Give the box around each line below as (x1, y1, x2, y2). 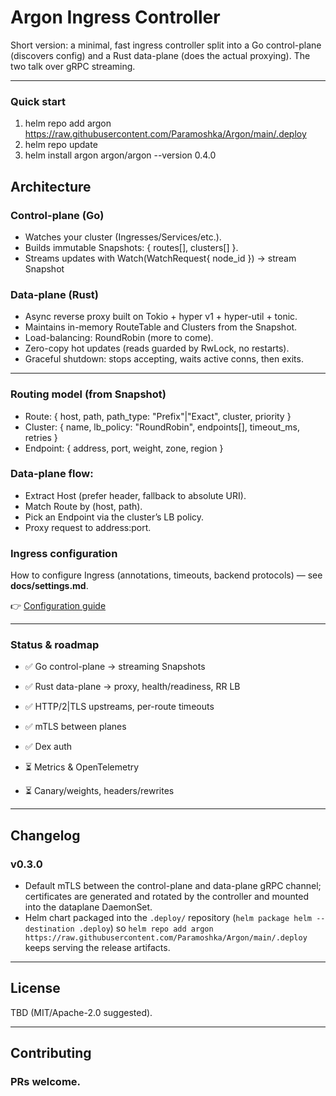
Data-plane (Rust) (10, 287, 99, 301)
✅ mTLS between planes (24, 721, 127, 733)
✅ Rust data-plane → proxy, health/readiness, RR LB (24, 681, 241, 693)
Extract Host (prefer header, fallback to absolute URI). (24, 489, 247, 501)
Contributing (10, 1045, 92, 1062)
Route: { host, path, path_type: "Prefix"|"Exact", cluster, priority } (24, 410, 292, 422)
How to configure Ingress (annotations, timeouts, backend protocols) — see (10, 569, 323, 581)
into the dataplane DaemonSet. (24, 901, 153, 913)
